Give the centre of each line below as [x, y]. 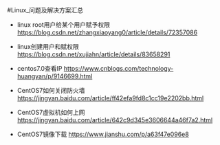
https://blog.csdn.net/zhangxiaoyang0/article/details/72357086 [107, 32]
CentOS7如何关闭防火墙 [51, 90]
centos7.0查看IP [40, 68]
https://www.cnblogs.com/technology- [119, 68]
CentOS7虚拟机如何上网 [51, 112]
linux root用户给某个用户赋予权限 [64, 25]
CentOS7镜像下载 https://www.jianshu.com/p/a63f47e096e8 [103, 134]
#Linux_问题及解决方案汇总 [45, 10]
